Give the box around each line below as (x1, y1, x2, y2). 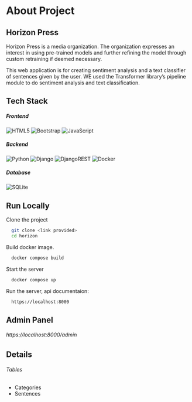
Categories (14, 384, 42, 391)
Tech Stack (6, 96, 48, 106)
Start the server (6, 265, 44, 272)
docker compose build (11, 255, 64, 261)
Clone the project (6, 216, 48, 223)
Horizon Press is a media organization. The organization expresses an (6, 43, 174, 50)
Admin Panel (6, 315, 54, 325)
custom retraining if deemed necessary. (6, 56, 102, 62)
